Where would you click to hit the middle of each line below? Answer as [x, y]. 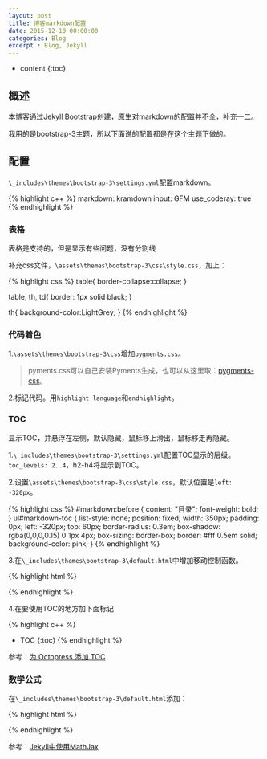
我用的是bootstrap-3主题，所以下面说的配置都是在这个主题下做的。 [119, 133]
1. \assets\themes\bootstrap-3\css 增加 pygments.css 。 [97, 353]
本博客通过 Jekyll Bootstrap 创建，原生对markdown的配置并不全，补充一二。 [133, 116]
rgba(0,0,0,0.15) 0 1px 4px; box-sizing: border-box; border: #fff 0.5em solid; [133, 535]
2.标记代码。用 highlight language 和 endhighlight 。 [93, 398]
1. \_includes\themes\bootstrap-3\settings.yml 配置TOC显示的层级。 [121, 455]
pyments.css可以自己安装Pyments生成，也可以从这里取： [123, 371]
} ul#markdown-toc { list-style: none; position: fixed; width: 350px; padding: [134, 518]
